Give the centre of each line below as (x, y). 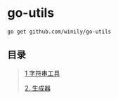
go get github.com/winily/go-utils (59, 32)
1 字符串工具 (42, 73)
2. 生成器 (38, 88)
